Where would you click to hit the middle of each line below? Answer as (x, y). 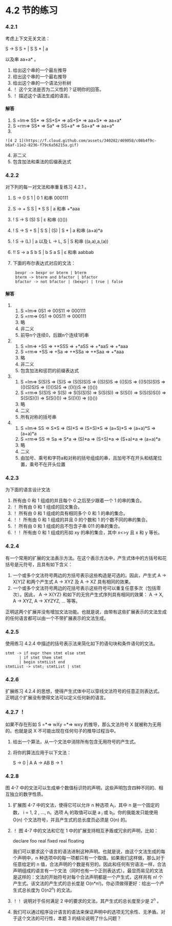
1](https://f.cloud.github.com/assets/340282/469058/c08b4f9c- (88, 141)
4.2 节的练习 (31, 10)
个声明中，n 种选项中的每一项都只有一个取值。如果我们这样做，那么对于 (89, 857)
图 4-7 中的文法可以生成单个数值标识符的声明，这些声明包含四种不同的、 (82, 788)
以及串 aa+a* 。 (22, 59)
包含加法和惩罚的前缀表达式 (50, 371)
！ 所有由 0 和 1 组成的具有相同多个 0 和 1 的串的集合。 (70, 513)
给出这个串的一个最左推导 (40, 70)
